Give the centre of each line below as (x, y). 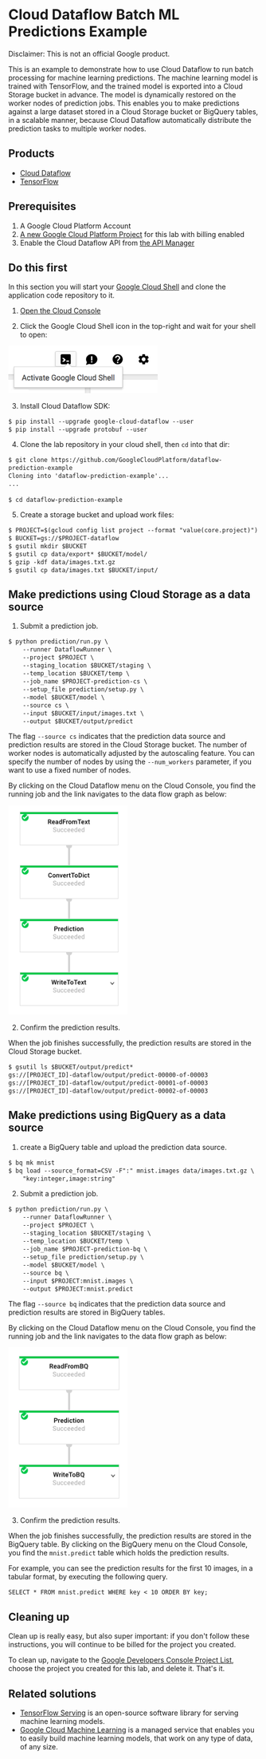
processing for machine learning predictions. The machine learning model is (133, 77)
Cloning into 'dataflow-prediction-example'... (89, 476)
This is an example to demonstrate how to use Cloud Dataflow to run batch (131, 69)
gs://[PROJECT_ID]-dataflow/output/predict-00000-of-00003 (108, 1075)
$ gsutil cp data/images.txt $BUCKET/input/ (83, 570)
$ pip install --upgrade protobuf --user (78, 429)
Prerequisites (42, 206)
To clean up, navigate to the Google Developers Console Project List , (121, 1660)
